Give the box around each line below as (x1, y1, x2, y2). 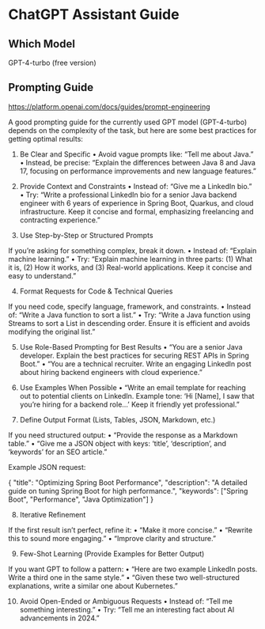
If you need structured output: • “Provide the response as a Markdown (8, 430, 239, 440)
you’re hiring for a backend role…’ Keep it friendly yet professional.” (19, 400, 240, 409)
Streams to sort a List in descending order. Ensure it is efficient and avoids (8, 318, 251, 328)
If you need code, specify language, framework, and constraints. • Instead (8, 301, 252, 311)
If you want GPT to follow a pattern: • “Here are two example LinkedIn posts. (8, 564, 258, 574)
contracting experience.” (19, 215, 100, 225)
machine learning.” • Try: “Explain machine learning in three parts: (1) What (8, 254, 253, 263)
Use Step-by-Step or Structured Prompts (19, 230, 153, 240)
